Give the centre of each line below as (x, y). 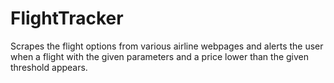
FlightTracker (67, 18)
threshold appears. (49, 67)
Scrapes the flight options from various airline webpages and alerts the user (167, 46)
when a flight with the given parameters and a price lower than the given (160, 56)
